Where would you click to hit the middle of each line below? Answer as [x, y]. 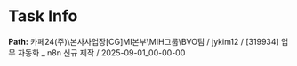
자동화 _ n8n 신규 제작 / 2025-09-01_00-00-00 [101, 52]
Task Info [43, 16]
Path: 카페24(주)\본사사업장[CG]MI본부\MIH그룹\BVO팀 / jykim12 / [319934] [144, 41]
